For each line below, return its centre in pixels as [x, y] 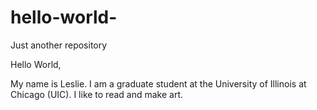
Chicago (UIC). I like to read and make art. [97, 94]
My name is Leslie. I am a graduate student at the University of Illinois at [158, 83]
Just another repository [59, 45]
